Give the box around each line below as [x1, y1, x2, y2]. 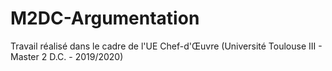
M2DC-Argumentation [10, 7, 200, 30]
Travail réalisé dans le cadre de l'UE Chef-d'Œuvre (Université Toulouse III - [10, 40, 323, 52]
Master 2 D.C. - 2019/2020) [10, 50, 124, 62]
